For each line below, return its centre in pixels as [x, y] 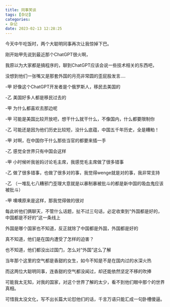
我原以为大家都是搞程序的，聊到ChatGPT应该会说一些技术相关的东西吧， [81, 65]
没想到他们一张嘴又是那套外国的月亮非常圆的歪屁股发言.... [66, 76]
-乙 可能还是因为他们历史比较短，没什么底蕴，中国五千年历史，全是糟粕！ [82, 130]
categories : [18, 19]
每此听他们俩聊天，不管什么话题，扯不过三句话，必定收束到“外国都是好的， [84, 211]
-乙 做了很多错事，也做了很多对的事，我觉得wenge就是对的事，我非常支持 [83, 173]
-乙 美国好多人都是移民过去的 [36, 98]
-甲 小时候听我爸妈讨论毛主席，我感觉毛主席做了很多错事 [65, 162]
